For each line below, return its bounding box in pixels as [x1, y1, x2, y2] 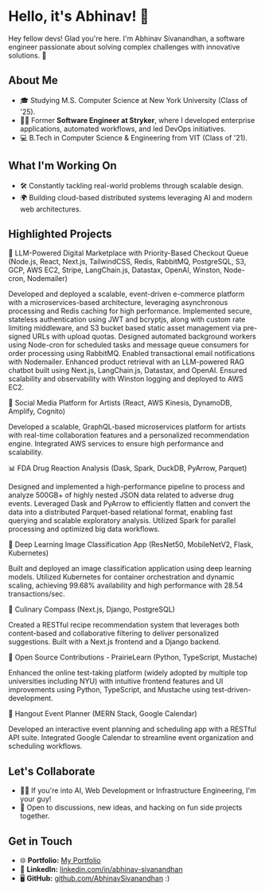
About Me [8, 73, 58, 87]
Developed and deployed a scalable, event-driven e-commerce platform [8, 289, 245, 299]
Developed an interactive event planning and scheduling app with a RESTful [8, 724, 257, 734]
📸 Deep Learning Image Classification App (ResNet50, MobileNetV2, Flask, [8, 540, 254, 549]
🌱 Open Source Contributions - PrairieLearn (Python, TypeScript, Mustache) [8, 652, 258, 662]
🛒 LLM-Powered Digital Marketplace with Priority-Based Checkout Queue [8, 248, 249, 258]
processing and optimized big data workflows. [8, 525, 161, 534]
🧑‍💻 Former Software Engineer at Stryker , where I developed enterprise [19, 115, 255, 125]
